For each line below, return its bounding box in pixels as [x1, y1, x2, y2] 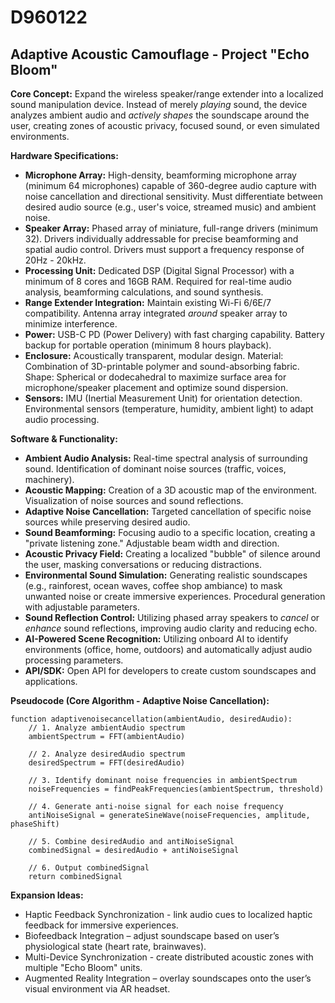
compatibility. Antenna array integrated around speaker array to [24, 307, 288, 319]
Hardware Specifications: [10, 150, 119, 161]
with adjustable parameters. [24, 601, 140, 613]
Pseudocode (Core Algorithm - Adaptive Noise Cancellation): [10, 695, 270, 706]
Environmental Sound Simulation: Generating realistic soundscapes [24, 569, 308, 581]
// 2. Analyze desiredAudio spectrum [28, 749, 186, 759]
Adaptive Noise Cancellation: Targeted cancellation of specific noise [24, 506, 312, 517]
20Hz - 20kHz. [24, 254, 87, 266]
